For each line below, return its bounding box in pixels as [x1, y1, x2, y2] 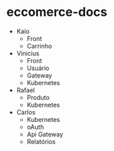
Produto [26, 93, 50, 101]
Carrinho [26, 42, 53, 50]
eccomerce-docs [6, 4, 108, 20]
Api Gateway [26, 130, 64, 139]
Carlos [16, 108, 36, 116]
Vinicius [16, 49, 39, 57]
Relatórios [26, 137, 56, 145]
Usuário [26, 64, 50, 72]
